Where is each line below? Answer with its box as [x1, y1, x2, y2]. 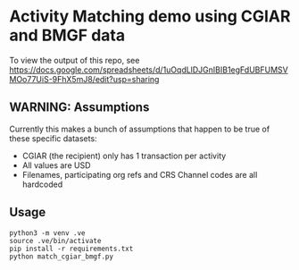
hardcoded [21, 179, 63, 190]
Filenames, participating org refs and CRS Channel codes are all [21, 169, 258, 180]
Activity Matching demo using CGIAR [9, 6, 291, 27]
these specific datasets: [9, 132, 97, 144]
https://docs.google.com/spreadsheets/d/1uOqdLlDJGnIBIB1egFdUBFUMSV [9, 64, 288, 75]
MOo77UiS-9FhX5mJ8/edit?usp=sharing [9, 73, 160, 84]
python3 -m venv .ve [9, 228, 87, 238]
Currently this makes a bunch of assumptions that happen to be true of [9, 123, 270, 134]
